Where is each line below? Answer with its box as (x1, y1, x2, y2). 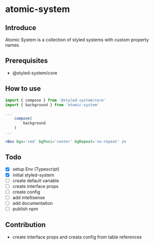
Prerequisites (5, 57, 48, 65)
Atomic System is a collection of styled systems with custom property (5, 37, 149, 43)
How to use (5, 84, 41, 93)
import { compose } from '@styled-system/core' (5, 98, 106, 103)
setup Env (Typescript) (12, 166, 60, 172)
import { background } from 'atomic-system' (5, 102, 99, 107)
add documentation (12, 200, 53, 206)
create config (12, 189, 40, 195)
